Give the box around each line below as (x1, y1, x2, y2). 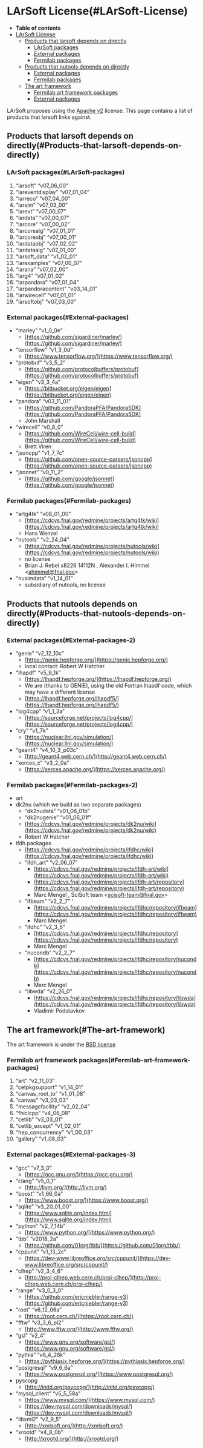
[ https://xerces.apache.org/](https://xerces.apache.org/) (24, 765, 166, 773)
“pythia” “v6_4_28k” (15, 1351, 66, 1358)
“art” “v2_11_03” (15, 1078, 55, 1085)
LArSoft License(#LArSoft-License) (7, 4, 188, 18)
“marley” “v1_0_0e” (15, 326, 63, 334)
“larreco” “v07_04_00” (15, 195, 71, 202)
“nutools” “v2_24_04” (15, 536, 69, 543)
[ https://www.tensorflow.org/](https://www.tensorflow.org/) (24, 352, 173, 360)
